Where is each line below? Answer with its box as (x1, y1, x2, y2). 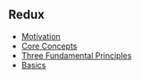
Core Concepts (21, 40, 78, 51)
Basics (21, 59, 46, 70)
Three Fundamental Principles (21, 49, 132, 61)
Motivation (21, 31, 62, 41)
